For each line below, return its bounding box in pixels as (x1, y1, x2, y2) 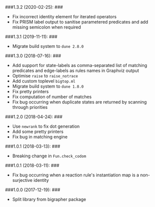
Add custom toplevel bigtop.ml (12, 78, 76, 84)
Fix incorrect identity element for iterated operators (12, 14, 117, 19)
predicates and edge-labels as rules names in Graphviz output (12, 68, 139, 73)
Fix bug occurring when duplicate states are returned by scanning (12, 99, 147, 105)
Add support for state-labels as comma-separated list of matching (12, 63, 147, 68)
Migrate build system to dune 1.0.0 (12, 83, 84, 89)
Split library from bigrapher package (12, 197, 86, 202)
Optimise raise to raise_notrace (12, 73, 78, 78)
